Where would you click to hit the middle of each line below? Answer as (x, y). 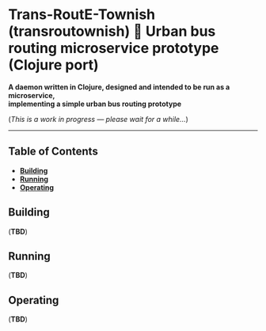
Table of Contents (53, 152)
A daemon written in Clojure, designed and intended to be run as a (119, 87)
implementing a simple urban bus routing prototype (95, 104)
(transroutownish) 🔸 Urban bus (112, 31)
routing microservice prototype (114, 48)
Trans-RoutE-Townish (82, 15)
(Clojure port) (53, 65)
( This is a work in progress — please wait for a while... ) (98, 119)
